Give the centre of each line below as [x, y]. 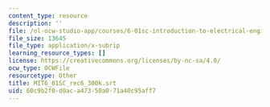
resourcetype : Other [43, 76]
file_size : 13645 [37, 38]
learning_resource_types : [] [57, 53]
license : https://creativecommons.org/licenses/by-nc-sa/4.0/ [115, 61]
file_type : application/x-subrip [64, 46]
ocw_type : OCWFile [39, 68]
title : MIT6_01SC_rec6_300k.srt [62, 83]
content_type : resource [48, 16]
